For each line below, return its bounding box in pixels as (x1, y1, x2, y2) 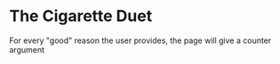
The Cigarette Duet (9, 6, 153, 26)
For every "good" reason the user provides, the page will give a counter (9, 35, 272, 46)
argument (9, 44, 45, 54)
